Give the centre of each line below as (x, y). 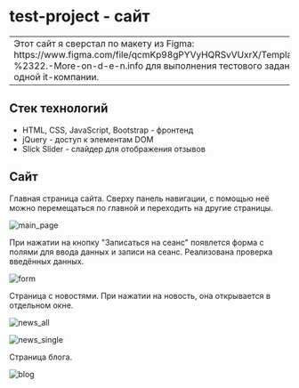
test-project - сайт (80, 16)
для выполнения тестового (204, 66)
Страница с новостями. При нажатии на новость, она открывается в (140, 295)
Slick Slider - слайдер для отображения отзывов (114, 149)
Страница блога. (41, 357)
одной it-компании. (57, 77)
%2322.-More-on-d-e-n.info (79, 66)
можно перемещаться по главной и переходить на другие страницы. (141, 207)
